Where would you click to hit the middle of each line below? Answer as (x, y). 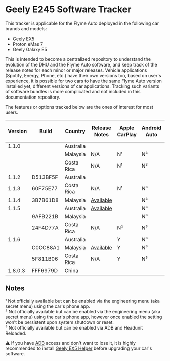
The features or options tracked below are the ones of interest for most (79, 107)
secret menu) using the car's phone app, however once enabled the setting (84, 317)
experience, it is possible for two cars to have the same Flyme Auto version (83, 81)
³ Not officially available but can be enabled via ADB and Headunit (74, 327)
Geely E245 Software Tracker (68, 9)
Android (152, 128)
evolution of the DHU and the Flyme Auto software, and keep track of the (81, 64)
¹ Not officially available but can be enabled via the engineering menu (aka (83, 301)
